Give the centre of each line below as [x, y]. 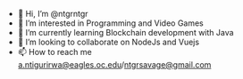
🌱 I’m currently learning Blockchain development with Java [126, 32]
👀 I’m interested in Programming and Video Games [110, 23]
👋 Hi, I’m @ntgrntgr [53, 14]
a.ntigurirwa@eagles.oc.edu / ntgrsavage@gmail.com [114, 65]
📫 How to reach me [54, 52]
